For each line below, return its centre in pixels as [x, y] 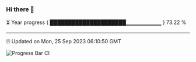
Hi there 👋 [20, 9]
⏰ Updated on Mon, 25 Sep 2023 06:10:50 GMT [64, 42]
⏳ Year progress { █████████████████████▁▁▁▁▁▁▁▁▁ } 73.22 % [96, 22]
